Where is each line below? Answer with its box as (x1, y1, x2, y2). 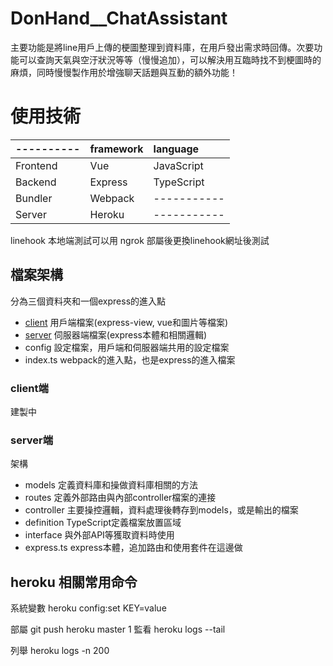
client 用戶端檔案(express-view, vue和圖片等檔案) (24, 316, 229, 328)
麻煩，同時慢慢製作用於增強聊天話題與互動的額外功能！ (10, 66, 238, 78)
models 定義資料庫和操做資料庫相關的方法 (24, 479, 198, 491)
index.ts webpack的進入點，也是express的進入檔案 (24, 353, 236, 366)
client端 (10, 381, 49, 395)
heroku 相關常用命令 (10, 573, 138, 591)
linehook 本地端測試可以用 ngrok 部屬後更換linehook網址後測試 (10, 234, 270, 246)
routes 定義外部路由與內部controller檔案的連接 (24, 492, 217, 504)
